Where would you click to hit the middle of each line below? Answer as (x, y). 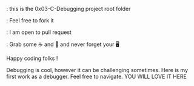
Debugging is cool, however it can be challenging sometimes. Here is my (97, 70)
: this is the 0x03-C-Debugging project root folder (69, 9)
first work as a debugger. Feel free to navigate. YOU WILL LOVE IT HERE (96, 76)
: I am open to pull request (39, 32)
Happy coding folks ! (32, 58)
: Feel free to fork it (30, 20)
